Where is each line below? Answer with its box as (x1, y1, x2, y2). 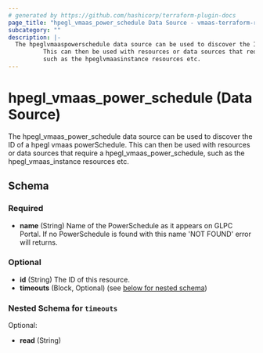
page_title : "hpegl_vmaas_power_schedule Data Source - (8, 19, 194, 27)
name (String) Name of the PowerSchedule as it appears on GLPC (19, 220, 233, 230)
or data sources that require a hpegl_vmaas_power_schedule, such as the (8, 148, 245, 158)
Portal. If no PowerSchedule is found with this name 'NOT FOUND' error (19, 229, 252, 238)
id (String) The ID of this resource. (19, 275, 131, 284)
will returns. (19, 237, 58, 247)
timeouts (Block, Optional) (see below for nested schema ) (19, 283, 207, 293)
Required (8, 203, 44, 214)
